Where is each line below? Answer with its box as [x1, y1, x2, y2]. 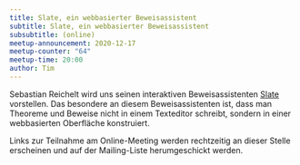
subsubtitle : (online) [9, 30, 95, 39]
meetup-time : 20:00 [9, 55, 84, 64]
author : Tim [9, 64, 55, 73]
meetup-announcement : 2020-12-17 [9, 38, 136, 48]
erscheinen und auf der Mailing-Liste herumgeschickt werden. [9, 144, 244, 155]
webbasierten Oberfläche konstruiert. [9, 117, 150, 128]
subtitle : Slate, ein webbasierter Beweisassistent [9, 22, 209, 31]
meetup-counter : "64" [9, 47, 92, 56]
